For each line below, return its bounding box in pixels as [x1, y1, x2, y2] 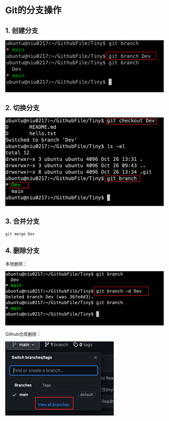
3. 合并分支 [5, 217, 40, 226]
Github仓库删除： [5, 331, 41, 337]
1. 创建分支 [5, 26, 39, 35]
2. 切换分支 [5, 103, 40, 112]
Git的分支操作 [5, 5, 62, 16]
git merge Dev [5, 231, 35, 236]
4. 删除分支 [5, 247, 40, 255]
